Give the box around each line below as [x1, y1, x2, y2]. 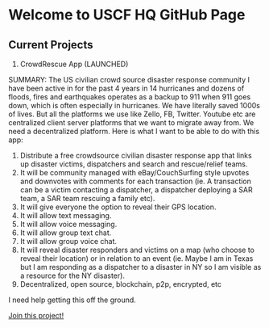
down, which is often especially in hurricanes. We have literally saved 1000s [8, 101, 260, 110]
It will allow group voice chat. [19, 237, 118, 246]
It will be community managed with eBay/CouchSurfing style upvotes [19, 168, 250, 177]
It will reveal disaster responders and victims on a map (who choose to [19, 245, 255, 254]
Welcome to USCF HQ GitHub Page [8, 6, 246, 24]
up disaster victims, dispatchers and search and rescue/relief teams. [19, 159, 248, 169]
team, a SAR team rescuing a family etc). [19, 194, 155, 203]
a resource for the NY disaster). [19, 271, 125, 280]
